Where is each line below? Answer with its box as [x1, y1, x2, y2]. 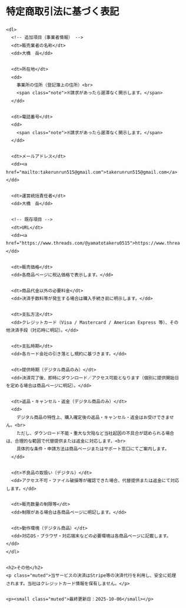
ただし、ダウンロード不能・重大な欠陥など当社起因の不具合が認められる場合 [16, 430, 174, 436]
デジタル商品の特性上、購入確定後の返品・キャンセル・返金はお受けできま [16, 414, 170, 420]
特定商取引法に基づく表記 [6, 5, 119, 18]
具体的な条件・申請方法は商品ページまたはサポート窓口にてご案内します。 [16, 446, 170, 452]
